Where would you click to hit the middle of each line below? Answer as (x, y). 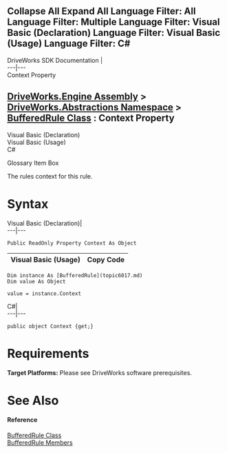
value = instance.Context (44, 293)
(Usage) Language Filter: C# (69, 44)
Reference (22, 420)
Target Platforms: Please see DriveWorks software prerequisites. (100, 372)
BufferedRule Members (40, 442)
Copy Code (106, 259)
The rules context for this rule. (50, 176)
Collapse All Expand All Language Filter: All (101, 11)
